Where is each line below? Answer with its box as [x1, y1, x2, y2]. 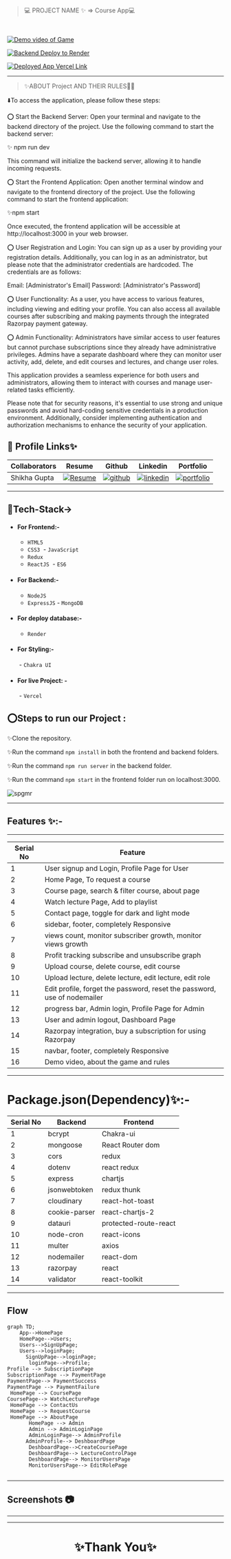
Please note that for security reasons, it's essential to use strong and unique [7, 399, 223, 407]
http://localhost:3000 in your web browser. [7, 230, 129, 237]
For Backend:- [16, 576, 59, 584]
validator [47, 1274, 76, 1284]
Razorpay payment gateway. [7, 319, 88, 328]
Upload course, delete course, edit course [44, 962, 181, 971]
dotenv [47, 1163, 71, 1172]
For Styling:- [16, 645, 54, 653]
